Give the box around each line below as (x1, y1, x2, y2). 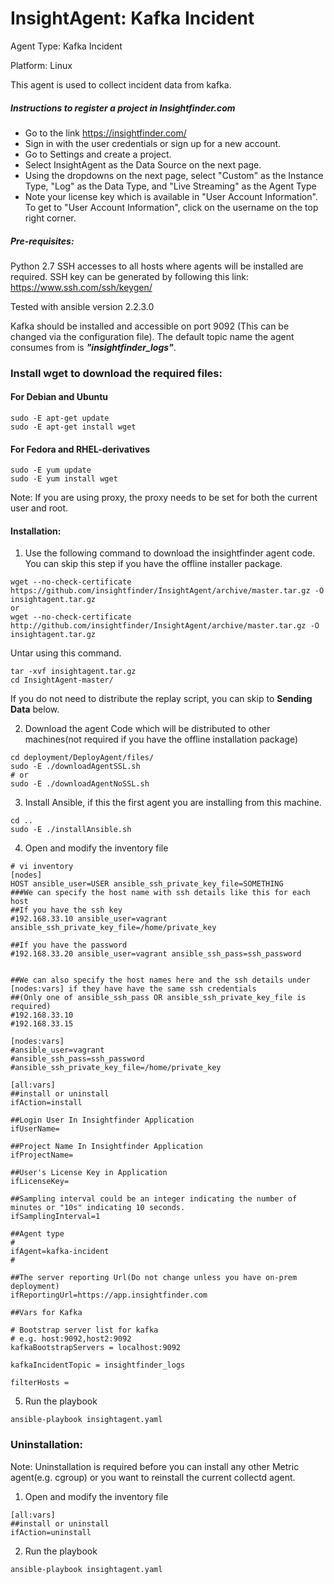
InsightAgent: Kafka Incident (10, 7, 255, 30)
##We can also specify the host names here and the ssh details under (10, 975, 311, 986)
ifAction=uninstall (10, 1527, 92, 1537)
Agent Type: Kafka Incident (10, 40, 123, 52)
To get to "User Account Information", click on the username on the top (24, 201, 319, 213)
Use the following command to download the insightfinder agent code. (24, 547, 316, 559)
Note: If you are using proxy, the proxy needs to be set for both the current (10, 492, 318, 504)
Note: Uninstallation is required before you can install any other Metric (10, 1460, 300, 1472)
